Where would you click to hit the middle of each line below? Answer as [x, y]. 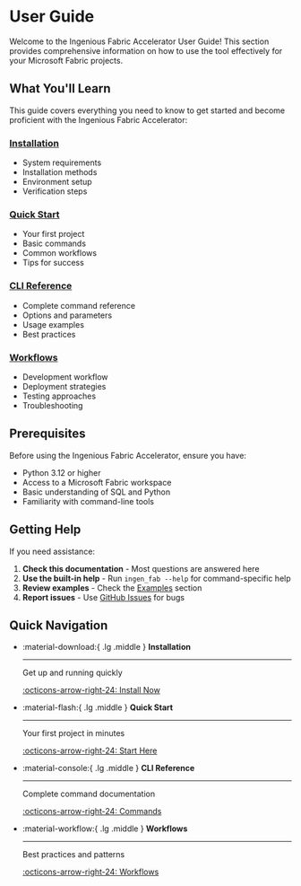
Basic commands [54, 243]
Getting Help [45, 530]
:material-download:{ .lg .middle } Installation [106, 647]
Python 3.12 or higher [61, 472]
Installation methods [60, 172]
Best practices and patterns [73, 855]
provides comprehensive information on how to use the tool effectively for [146, 50]
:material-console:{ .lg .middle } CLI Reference [108, 768]
